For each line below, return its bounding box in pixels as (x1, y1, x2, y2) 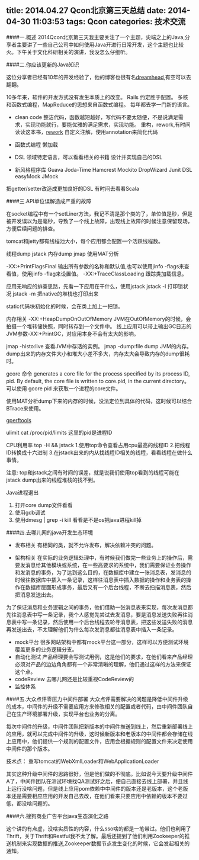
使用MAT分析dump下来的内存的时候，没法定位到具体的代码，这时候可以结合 (6, 397, 192, 405)
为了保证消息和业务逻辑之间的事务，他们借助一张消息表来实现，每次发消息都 (6, 604, 193, 611)
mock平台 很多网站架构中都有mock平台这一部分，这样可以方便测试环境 (14, 638, 189, 646)
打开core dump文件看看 (14, 501, 73, 508)
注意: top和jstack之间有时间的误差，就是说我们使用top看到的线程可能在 (6, 468, 179, 476)
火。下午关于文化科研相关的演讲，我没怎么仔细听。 (6, 48, 131, 55)
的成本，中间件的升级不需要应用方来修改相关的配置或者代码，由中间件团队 (6, 702, 188, 710)
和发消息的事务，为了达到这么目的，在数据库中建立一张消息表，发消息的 (14, 569, 191, 576)
